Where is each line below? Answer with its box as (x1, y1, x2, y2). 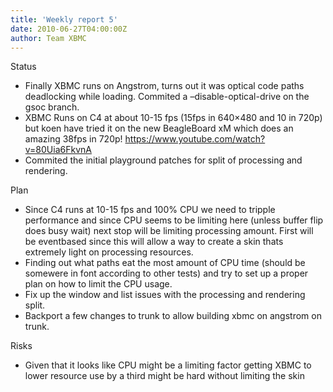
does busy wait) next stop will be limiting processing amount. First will (24, 225, 314, 237)
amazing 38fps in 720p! (24, 133, 123, 145)
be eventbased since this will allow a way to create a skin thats (24, 236, 284, 248)
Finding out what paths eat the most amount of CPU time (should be (24, 257, 306, 269)
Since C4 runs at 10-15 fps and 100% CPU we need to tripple (24, 204, 276, 216)
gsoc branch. (24, 101, 80, 113)
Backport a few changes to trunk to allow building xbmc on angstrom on (24, 310, 322, 322)
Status (10, 61, 37, 73)
